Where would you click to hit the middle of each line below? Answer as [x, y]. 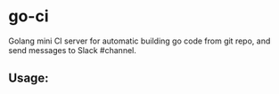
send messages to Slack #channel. [73, 50]
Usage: [29, 78]
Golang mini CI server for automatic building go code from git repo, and [139, 41]
